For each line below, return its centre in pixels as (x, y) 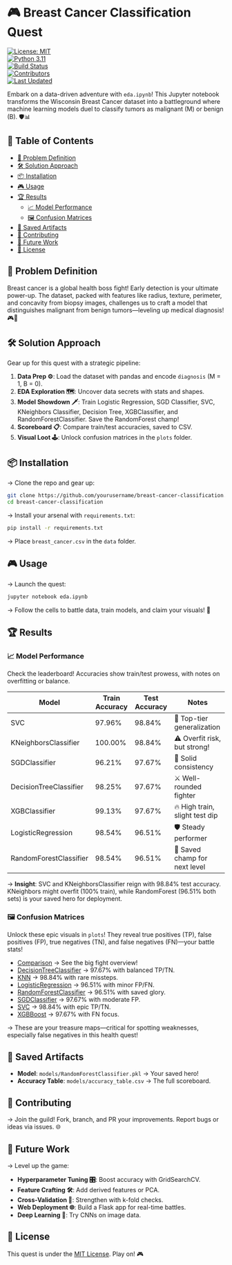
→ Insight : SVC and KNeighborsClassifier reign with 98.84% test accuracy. (114, 884)
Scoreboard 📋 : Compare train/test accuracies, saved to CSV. (105, 427)
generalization (197, 727)
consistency (194, 767)
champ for (191, 859)
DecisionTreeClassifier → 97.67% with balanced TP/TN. (96, 970)
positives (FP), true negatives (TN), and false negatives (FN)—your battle (111, 942)
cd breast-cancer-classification (55, 502)
